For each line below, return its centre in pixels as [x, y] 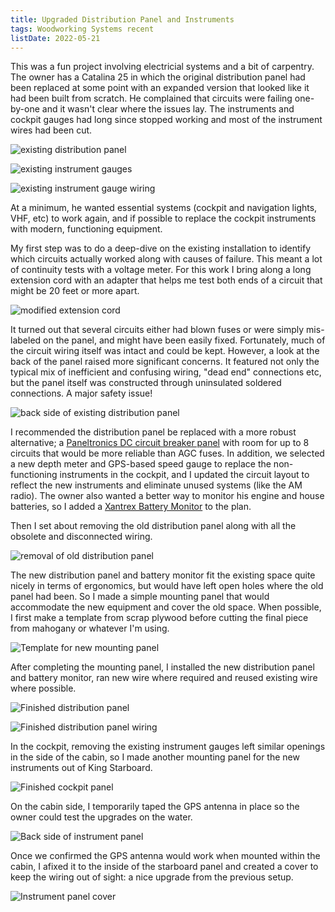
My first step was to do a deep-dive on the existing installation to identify [161, 248]
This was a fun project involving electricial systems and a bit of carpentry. [162, 67]
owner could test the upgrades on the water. [101, 817]
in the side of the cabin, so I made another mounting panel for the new [155, 757]
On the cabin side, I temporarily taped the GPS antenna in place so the [155, 807]
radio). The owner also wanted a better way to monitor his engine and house [167, 496]
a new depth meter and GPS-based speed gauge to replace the [141, 464]
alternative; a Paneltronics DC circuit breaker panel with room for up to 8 [160, 443]
